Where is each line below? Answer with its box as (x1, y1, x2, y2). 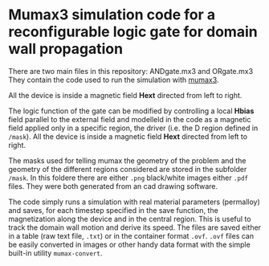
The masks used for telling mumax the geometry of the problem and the (8, 155, 247, 166)
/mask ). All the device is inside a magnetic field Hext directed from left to (8, 131, 247, 141)
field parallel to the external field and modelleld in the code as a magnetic (8, 114, 251, 124)
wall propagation (8, 40, 123, 58)
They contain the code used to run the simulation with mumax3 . (8, 75, 219, 84)
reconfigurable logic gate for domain (8, 23, 259, 41)
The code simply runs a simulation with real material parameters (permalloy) (8, 197, 261, 207)
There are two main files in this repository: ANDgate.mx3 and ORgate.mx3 (8, 66, 254, 76)
